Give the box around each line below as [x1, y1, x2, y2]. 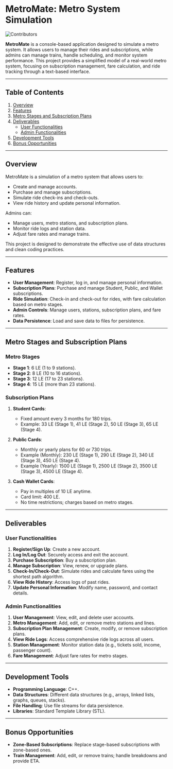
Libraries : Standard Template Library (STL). [12, 708, 106, 714]
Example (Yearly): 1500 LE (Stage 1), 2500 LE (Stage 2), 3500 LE [20, 463, 158, 469]
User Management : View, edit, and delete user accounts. [12, 615, 135, 621]
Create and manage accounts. [12, 183, 77, 189]
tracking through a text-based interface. [5, 68, 91, 75]
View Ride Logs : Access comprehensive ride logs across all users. [12, 636, 154, 642]
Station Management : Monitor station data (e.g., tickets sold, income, [12, 642, 161, 648]
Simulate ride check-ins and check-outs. [12, 194, 99, 201]
